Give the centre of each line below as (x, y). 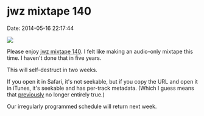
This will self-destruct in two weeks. (52, 70)
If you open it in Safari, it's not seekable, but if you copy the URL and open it (103, 81)
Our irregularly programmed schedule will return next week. (82, 106)
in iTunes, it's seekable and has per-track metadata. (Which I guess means (100, 88)
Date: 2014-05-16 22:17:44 (40, 28)
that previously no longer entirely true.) (56, 94)
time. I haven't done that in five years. (54, 58)
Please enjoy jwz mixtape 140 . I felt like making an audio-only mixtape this (100, 51)
